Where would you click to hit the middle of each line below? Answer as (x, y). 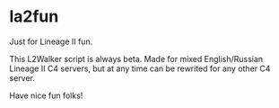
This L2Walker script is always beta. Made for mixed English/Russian (136, 58)
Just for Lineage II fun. (51, 41)
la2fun (34, 17)
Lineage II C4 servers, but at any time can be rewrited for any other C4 (140, 68)
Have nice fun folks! (46, 95)
